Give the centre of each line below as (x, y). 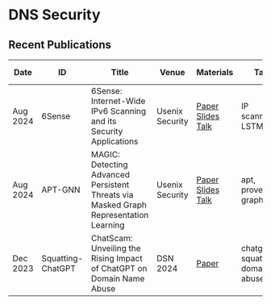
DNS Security (54, 15)
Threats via (113, 195)
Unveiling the (116, 248)
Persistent (110, 185)
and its (104, 121)
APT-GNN (61, 190)
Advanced (111, 175)
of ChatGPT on (119, 268)
